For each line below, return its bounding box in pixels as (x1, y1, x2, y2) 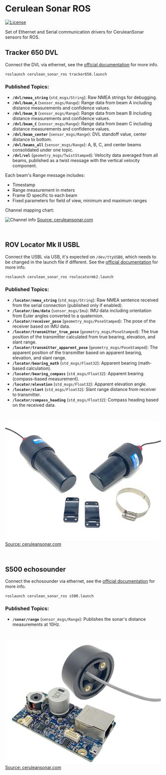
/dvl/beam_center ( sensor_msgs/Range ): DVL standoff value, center (12, 131, 147, 137)
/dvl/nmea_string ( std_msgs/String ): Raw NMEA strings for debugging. (12, 94, 157, 100)
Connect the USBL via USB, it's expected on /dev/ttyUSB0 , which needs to (5, 254, 157, 259)
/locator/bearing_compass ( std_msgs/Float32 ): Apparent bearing (12, 371, 144, 377)
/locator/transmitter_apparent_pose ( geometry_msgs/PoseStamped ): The (12, 344, 158, 350)
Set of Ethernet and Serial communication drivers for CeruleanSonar (5, 29, 144, 35)
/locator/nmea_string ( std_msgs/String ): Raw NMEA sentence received (12, 297, 159, 303)
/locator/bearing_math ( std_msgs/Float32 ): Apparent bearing (12, 360, 137, 366)
